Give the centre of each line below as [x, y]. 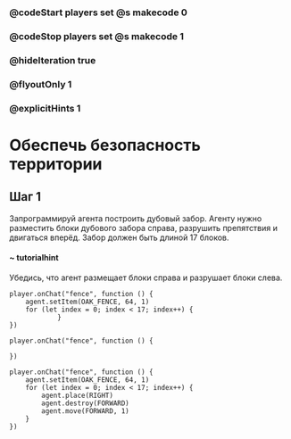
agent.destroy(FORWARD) [85, 403]
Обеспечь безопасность [105, 145]
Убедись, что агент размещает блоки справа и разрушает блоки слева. [146, 277]
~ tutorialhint [34, 258]
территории [56, 164]
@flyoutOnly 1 [41, 84]
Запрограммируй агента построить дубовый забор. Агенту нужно [136, 218]
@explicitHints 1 [45, 108]
